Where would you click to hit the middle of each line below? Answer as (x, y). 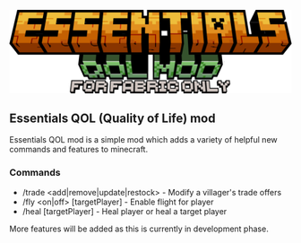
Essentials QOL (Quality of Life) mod (112, 119)
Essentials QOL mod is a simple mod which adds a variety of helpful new (143, 140)
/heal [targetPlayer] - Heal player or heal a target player (125, 211)
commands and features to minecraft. (79, 150)
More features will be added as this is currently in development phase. (139, 229)
